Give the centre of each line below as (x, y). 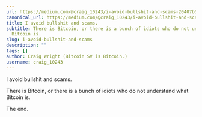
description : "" (26, 46)
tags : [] (17, 51)
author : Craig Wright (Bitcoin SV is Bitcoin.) (67, 56)
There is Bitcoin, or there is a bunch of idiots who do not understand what (97, 91)
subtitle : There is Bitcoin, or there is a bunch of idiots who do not (98, 28)
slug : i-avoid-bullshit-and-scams (50, 40)
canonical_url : (25, 17)
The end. (17, 109)
